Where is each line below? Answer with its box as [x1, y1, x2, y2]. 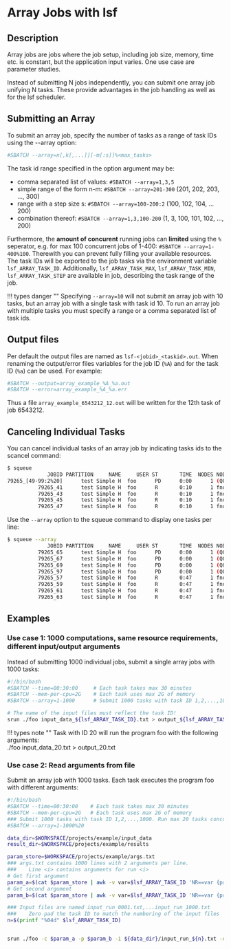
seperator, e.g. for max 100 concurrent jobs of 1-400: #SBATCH [7, 242, 181, 250]
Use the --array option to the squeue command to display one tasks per [7, 516, 212, 524]
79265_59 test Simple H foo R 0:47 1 [37, 581, 214, 588]
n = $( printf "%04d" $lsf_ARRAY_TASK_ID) [7, 917, 122, 924]
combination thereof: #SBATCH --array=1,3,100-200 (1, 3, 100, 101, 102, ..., [16, 214, 224, 222]
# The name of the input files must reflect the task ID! [7, 710, 177, 717]
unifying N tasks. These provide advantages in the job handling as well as [7, 86, 216, 94]
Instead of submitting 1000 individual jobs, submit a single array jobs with [7, 657, 215, 666]
